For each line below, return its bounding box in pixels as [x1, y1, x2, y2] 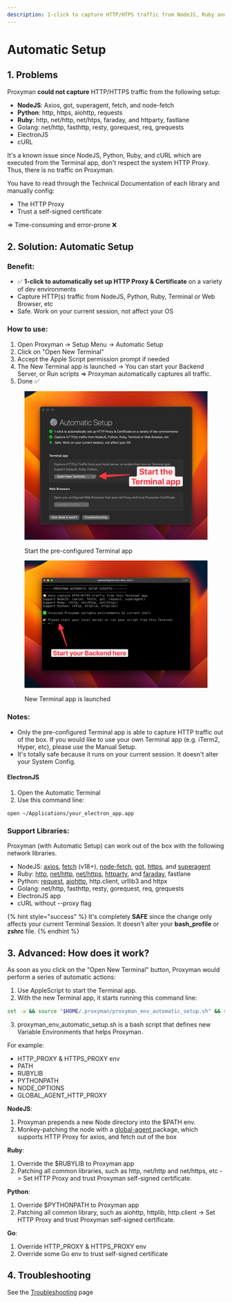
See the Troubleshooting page [7, 1288, 93, 1296]
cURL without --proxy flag [17, 899, 92, 908]
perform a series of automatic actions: [7, 973, 116, 981]
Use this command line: [17, 795, 85, 804]
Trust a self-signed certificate [17, 207, 102, 216]
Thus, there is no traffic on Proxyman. [7, 166, 115, 174]
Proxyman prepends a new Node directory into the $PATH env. [17, 1118, 196, 1126]
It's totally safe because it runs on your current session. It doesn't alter [17, 750, 219, 758]
